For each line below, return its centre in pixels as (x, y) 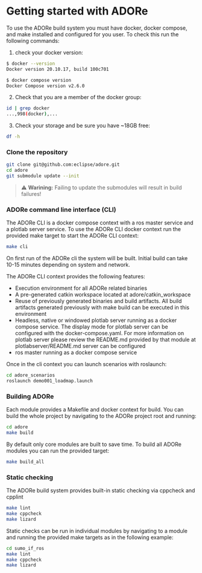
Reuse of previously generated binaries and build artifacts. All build (98, 301)
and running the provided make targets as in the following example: (90, 537)
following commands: (33, 41)
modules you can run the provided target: (58, 450)
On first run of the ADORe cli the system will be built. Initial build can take (97, 258)
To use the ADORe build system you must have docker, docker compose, (97, 28)
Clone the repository (37, 152)
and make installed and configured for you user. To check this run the (93, 34)
